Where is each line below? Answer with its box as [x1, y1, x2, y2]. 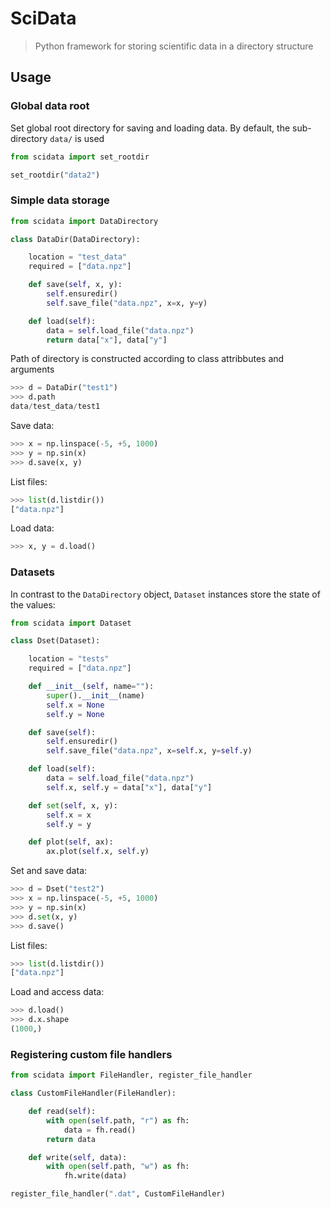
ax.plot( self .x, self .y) [46, 847, 150, 857]
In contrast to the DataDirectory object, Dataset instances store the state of [10, 588, 321, 600]
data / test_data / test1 [10, 402, 101, 412]
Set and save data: [10, 865, 88, 877]
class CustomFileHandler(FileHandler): [10, 1088, 177, 1099]
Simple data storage [10, 193, 110, 207]
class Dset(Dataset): [10, 636, 101, 646]
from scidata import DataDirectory [10, 216, 159, 226]
